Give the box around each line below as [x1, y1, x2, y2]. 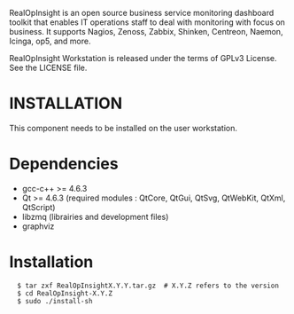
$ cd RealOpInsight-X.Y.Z [17, 288, 113, 298]
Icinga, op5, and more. [9, 35, 91, 46]
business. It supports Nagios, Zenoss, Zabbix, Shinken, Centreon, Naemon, [9, 27, 283, 36]
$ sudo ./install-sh [17, 296, 93, 305]
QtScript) [21, 201, 56, 212]
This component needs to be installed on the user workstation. [9, 122, 237, 133]
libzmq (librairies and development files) [21, 211, 169, 222]
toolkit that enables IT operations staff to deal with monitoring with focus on [9, 17, 286, 27]
